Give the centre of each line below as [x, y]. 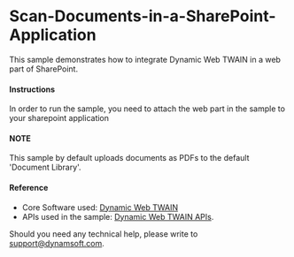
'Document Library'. [45, 167]
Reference [29, 187]
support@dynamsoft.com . [57, 243]
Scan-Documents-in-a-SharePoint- [143, 16]
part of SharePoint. [43, 69]
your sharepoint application [59, 118]
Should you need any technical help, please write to [104, 234]
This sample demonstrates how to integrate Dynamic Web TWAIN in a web [145, 59]
